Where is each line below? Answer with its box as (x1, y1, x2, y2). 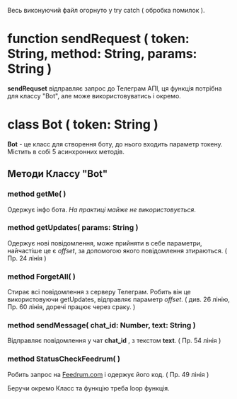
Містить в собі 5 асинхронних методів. (7, 147, 125, 156)
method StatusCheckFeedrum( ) (7, 354, 120, 364)
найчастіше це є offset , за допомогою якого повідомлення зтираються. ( (7, 246, 228, 255)
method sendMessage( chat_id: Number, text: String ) (7, 320, 196, 330)
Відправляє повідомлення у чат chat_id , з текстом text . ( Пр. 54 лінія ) (7, 336, 221, 345)
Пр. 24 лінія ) (7, 254, 47, 262)
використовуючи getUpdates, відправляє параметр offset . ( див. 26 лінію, (7, 295, 230, 303)
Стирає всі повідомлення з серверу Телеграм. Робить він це (7, 288, 191, 296)
